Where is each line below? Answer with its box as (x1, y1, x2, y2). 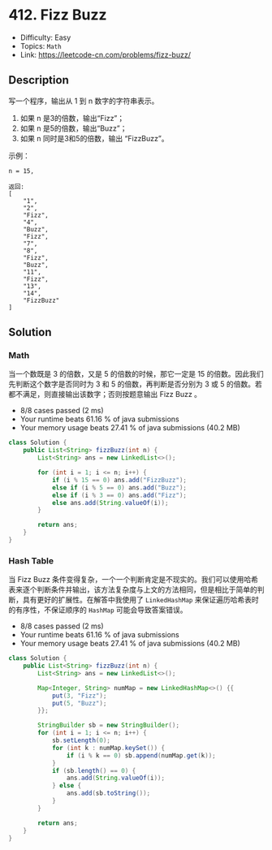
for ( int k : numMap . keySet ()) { (51, 744, 165, 752)
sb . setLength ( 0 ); (51, 736, 111, 744)
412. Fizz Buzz (8, 6, 107, 24)
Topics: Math (19, 41, 63, 50)
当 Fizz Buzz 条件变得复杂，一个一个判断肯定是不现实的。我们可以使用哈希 (8, 575, 258, 585)
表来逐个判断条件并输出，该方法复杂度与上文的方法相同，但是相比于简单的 (8, 585, 257, 594)
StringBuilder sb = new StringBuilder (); (37, 721, 180, 730)
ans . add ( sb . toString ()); (66, 789, 151, 797)
